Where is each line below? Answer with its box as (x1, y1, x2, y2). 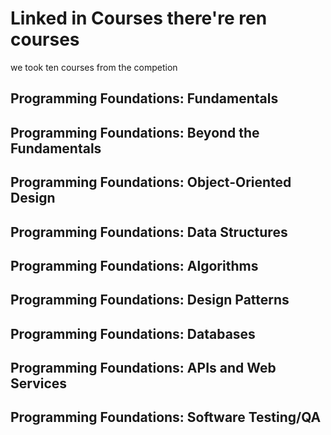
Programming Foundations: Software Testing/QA (10, 409, 322, 426)
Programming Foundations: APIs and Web (10, 360, 277, 377)
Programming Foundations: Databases (10, 325, 256, 342)
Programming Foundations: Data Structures (10, 223, 288, 241)
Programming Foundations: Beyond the (10, 124, 260, 141)
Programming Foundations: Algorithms (10, 257, 259, 274)
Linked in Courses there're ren (10, 7, 268, 30)
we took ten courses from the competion (10, 61, 178, 73)
